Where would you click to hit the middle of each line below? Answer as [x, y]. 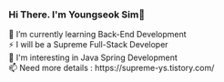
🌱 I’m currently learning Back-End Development [98, 35]
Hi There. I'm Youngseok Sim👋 [77, 15]
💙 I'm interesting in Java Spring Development [93, 57]
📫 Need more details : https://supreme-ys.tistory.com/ [112, 68]
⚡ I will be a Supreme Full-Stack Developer [89, 45]
